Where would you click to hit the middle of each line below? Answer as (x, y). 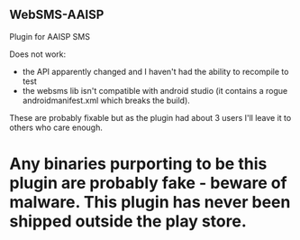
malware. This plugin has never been (150, 202)
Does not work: (37, 54)
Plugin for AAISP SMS (50, 36)
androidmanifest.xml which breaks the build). (106, 100)
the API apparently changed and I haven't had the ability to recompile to (155, 71)
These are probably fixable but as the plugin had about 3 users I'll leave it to (150, 117)
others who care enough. (56, 127)
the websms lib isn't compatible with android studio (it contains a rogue (155, 90)
